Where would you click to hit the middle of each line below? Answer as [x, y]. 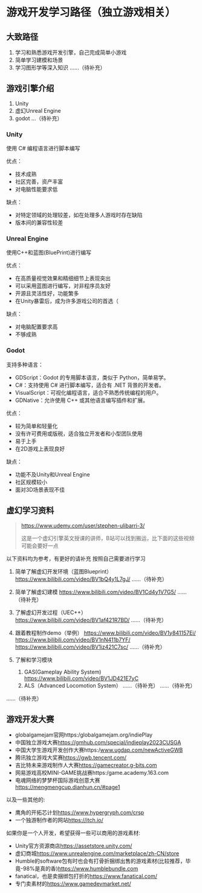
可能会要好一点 [40, 546]
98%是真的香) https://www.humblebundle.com [81, 869]
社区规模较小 [31, 482]
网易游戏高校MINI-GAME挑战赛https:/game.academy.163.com [92, 773]
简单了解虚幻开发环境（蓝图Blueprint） [64, 571]
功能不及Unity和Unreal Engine [52, 474]
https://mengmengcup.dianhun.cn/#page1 [67, 787]
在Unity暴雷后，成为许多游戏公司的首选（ [67, 301]
